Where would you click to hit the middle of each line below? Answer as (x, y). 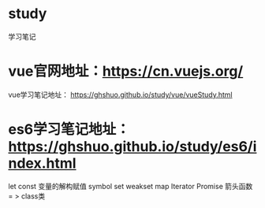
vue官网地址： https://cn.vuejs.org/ (126, 71)
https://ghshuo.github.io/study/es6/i (132, 147)
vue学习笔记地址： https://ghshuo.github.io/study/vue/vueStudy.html (120, 95)
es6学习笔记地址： (69, 130)
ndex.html (42, 163)
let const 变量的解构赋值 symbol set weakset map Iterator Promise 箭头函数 (131, 186)
